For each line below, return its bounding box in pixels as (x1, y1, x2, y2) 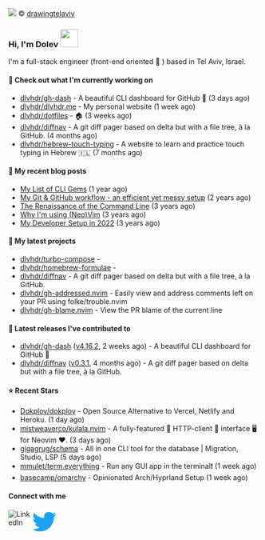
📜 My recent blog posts (8, 166, 87, 176)
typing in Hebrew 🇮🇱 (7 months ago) (19, 147, 143, 157)
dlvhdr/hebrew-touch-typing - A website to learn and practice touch (19, 139, 245, 149)
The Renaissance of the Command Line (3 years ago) (19, 201, 196, 210)
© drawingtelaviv (18, 9, 75, 18)
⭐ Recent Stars (8, 386, 59, 395)
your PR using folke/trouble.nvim (19, 296, 128, 306)
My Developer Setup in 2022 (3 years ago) (19, 218, 161, 227)
